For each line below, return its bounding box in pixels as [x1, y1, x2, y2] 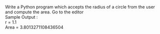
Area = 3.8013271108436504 [5, 24, 64, 30]
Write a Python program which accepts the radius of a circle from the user [5, 4, 156, 10]
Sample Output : [5, 14, 38, 20]
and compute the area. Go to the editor [5, 9, 84, 15]
